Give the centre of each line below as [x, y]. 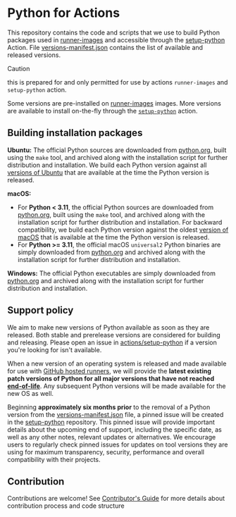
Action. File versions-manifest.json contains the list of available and [105, 47]
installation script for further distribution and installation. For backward [120, 222]
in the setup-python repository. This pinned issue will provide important [111, 422]
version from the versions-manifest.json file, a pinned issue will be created [116, 414]
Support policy [41, 310]
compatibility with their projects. [54, 459]
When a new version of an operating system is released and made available [117, 363]
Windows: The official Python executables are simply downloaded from [112, 273]
